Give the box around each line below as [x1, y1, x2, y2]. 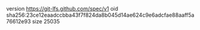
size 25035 [32, 18, 60, 25]
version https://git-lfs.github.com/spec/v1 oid [6, 5, 119, 12]
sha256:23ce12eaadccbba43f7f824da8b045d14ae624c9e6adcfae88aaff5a [6, 11, 195, 19]
